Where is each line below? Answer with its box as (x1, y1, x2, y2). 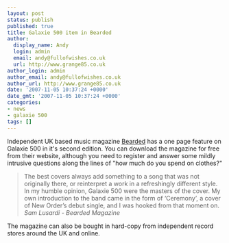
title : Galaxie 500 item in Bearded (7, 29, 112, 36)
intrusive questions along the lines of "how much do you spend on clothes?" (7, 159, 223, 167)
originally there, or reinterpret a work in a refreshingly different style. (23, 179, 218, 188)
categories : (7, 99, 41, 106)
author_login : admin (7, 67, 67, 74)
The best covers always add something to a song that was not (23, 172, 200, 180)
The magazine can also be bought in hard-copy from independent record (7, 222, 214, 230)
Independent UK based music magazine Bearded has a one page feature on (7, 137, 221, 145)
